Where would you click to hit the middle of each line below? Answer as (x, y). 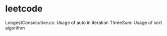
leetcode (24, 9)
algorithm (15, 27)
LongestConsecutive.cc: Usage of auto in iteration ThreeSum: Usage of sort (83, 22)
